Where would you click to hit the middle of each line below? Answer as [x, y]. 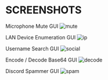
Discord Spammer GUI [32, 71]
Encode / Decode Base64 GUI [41, 60]
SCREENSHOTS [44, 10]
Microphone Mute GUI [32, 26]
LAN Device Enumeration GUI [41, 37]
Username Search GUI [32, 48]
